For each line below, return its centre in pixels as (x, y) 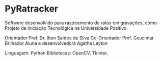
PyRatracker (32, 9)
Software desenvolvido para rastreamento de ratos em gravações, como (81, 23)
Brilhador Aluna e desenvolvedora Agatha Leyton (56, 43)
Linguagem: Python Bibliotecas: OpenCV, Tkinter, (56, 53)
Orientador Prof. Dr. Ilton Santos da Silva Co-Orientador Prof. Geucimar (79, 38)
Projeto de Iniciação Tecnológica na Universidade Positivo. (66, 28)
